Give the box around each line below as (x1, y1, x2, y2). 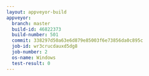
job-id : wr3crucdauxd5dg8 (12, 44, 78, 50)
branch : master (12, 20, 51, 26)
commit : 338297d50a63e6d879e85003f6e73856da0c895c (12, 37, 144, 44)
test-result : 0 (12, 60, 51, 66)
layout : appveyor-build (6, 9, 67, 15)
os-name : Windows (12, 55, 56, 61)
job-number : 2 (12, 49, 48, 55)
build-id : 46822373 (12, 26, 62, 32)
